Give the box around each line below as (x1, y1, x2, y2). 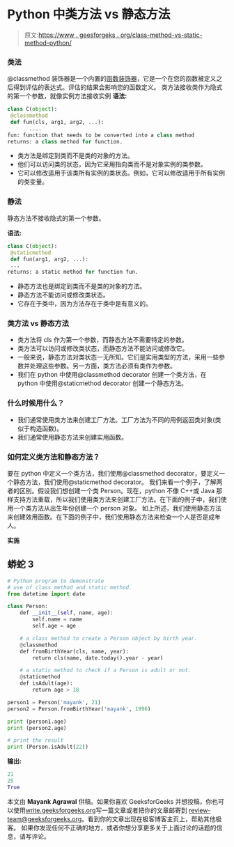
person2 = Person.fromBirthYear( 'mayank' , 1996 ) (7, 705, 151, 713)
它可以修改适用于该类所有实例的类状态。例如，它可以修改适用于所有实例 (17, 169, 225, 178)
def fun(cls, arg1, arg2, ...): (10, 118, 104, 125)
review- (189, 806, 211, 814)
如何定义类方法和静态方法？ (7, 452, 100, 462)
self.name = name (32, 616, 82, 623)
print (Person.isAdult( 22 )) (7, 743, 89, 751)
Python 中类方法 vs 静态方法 (7, 6, 171, 22)
